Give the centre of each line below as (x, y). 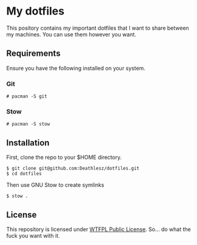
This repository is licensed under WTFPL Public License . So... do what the (98, 229)
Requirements (33, 54)
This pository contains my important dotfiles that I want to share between (98, 28)
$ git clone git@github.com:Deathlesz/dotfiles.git (73, 169)
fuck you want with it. (33, 235)
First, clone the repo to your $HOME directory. (64, 157)
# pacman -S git (27, 96)
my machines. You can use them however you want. (71, 34)
